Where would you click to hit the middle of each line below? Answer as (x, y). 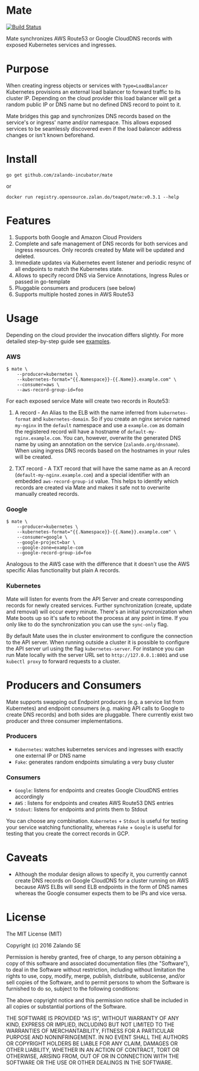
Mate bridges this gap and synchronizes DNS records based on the (89, 116)
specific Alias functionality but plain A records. (63, 570)
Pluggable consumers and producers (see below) (75, 288)
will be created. (34, 456)
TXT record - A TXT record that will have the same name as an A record (102, 468)
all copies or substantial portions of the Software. (66, 1007)
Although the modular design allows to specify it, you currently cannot (101, 874)
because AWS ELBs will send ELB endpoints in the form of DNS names (101, 887)
